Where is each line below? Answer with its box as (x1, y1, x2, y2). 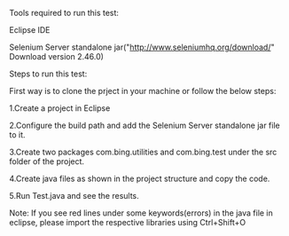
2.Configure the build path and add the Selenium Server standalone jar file (9, 120, 281, 130)
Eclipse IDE (9, 25, 51, 35)
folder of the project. (9, 156, 85, 167)
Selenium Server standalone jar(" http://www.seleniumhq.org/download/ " (9, 42, 275, 52)
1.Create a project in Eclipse (9, 103, 111, 114)
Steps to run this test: (9, 68, 88, 79)
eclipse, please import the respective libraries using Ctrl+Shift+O (9, 217, 246, 227)
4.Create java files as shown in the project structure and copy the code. (9, 173, 270, 184)
